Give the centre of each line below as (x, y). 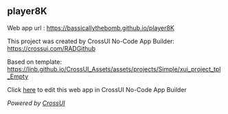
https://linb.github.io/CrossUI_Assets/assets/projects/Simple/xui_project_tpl (114, 69)
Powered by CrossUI (36, 103)
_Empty (18, 76)
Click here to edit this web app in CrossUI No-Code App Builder (97, 89)
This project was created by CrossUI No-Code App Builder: (91, 41)
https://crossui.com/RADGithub (52, 48)
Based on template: (35, 62)
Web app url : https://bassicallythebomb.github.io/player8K (91, 27)
